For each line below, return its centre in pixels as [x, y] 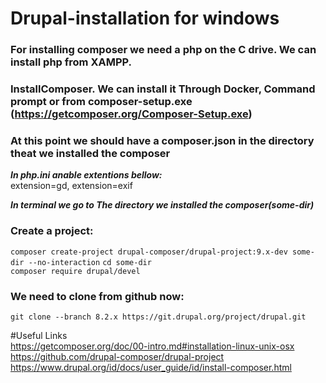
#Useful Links [39, 335]
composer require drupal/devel [75, 271]
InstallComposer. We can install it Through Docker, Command [163, 89]
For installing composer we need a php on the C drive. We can [163, 50]
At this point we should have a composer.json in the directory [162, 140]
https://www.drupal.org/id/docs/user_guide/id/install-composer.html [151, 367]
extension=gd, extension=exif [71, 186]
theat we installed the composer [90, 153]
